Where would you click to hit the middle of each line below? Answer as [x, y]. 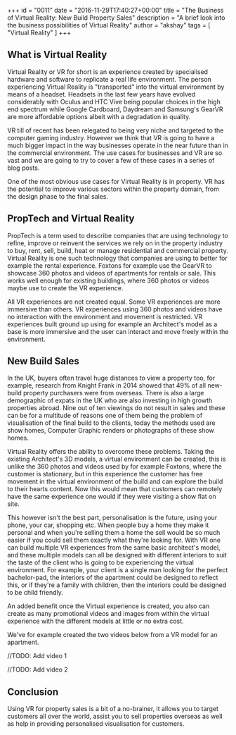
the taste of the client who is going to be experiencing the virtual [101, 562]
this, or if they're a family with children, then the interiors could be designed [117, 585]
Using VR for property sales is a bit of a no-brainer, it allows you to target [113, 709]
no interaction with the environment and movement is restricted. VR [105, 316]
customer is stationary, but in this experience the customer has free [105, 474]
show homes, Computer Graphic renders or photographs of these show [111, 431]
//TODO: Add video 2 [38, 669]
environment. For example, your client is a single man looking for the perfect [118, 570]
